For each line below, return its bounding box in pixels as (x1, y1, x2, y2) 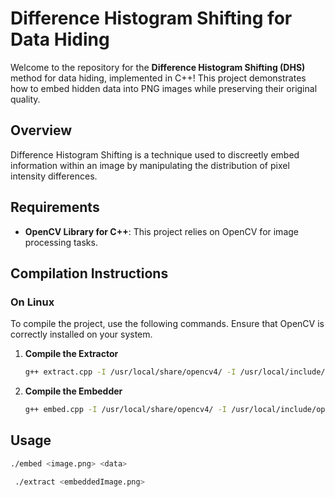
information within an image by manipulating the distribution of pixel (10, 159, 290, 171)
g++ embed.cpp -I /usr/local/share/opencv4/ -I (24, 405, 227, 415)
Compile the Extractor (24, 348, 119, 360)
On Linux (10, 295, 55, 309)
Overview (10, 122, 73, 139)
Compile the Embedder (24, 385, 123, 397)
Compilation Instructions (10, 265, 169, 282)
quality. (10, 93, 41, 105)
